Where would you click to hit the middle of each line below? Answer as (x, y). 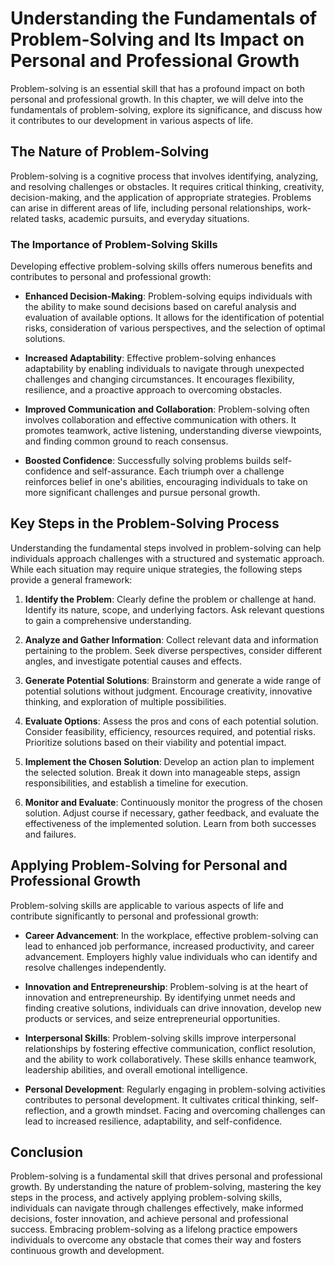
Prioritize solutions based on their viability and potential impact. (155, 742)
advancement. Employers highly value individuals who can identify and (171, 956)
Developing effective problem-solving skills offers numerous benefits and (161, 266)
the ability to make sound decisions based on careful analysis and (160, 307)
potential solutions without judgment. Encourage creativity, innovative (168, 691)
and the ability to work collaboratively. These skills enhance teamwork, (170, 1059)
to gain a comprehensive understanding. (108, 620)
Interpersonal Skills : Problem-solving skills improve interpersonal (160, 1038)
